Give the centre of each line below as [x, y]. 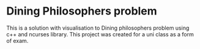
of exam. [17, 41]
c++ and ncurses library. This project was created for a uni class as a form [100, 34]
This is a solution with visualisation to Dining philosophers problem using [98, 28]
